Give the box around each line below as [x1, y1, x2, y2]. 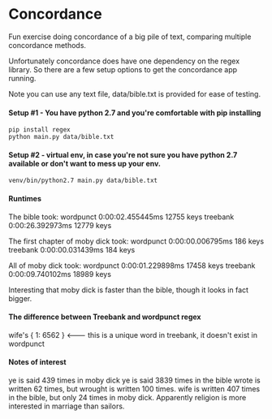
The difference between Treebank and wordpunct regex [8, 312, 201, 322]
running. [8, 73, 37, 83]
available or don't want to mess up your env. [8, 158, 161, 168]
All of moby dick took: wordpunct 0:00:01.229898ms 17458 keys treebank [8, 261, 256, 270]
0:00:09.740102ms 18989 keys [8, 269, 112, 279]
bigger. [8, 293, 32, 303]
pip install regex [8, 126, 71, 134]
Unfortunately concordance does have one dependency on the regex [8, 56, 240, 66]
